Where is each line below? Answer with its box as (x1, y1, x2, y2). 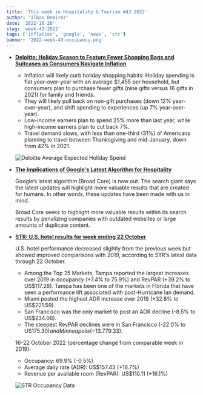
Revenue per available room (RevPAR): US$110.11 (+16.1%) (24, 370, 168, 377)
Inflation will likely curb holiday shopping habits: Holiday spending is (24, 72, 195, 79)
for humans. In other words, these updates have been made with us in (15, 191, 190, 197)
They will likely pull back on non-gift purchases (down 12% (24, 97, 171, 105)
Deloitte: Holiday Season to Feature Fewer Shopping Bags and (15, 54, 175, 60)
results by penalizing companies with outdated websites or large (15, 215, 176, 222)
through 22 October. (15, 258, 66, 265)
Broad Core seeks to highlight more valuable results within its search (15, 209, 187, 215)
